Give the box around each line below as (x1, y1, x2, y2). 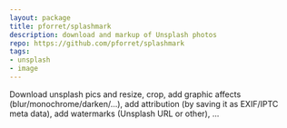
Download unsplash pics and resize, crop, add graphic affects (9, 88, 242, 100)
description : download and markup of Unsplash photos (9, 30, 218, 39)
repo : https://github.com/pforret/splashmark (9, 38, 184, 48)
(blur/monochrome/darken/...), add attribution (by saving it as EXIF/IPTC (9, 98, 279, 109)
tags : (9, 47, 30, 56)
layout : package (9, 13, 71, 23)
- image (9, 64, 39, 74)
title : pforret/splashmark (9, 22, 112, 31)
